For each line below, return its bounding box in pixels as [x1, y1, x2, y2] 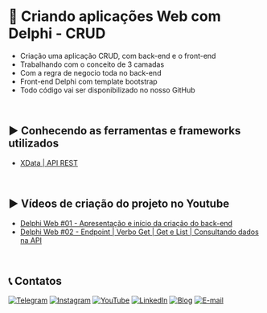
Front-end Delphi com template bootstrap [19, 76, 158, 86]
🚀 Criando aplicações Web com [8, 7, 221, 26]
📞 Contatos [8, 274, 62, 288]
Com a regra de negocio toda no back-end [19, 68, 162, 77]
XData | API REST [19, 158, 79, 167]
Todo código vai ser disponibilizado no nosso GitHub [19, 84, 195, 95]
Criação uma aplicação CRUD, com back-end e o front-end [19, 51, 216, 60]
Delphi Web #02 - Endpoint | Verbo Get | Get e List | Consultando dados [19, 227, 259, 237]
